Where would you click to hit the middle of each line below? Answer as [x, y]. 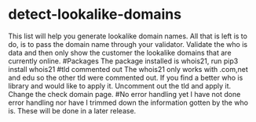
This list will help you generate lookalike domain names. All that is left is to [128, 36]
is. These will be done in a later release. [72, 110]
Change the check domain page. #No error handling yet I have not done [124, 94]
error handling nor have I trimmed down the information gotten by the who [128, 102]
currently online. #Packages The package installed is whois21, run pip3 [123, 61]
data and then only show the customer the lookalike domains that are [120, 52]
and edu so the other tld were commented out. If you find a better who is [126, 77]
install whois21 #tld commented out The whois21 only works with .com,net [128, 69]
